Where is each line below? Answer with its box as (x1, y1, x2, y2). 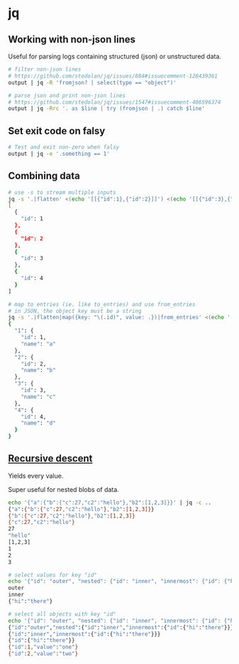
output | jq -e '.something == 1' (8, 150, 111, 157)
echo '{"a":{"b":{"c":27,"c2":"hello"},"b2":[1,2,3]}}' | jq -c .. (8, 499, 212, 506)
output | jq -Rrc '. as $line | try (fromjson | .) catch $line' (8, 105, 205, 112)
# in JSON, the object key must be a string (8, 307, 142, 314)
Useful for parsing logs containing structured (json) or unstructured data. (8, 52, 222, 60)
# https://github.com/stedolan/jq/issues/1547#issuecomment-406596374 (8, 98, 221, 106)
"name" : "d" (21, 419, 56, 427)
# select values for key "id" (8, 571, 98, 579)
